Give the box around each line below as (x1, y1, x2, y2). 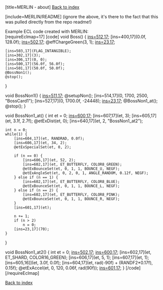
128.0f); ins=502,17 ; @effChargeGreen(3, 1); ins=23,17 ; (5, 39, 116, 45)
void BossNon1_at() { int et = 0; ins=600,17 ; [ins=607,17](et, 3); (5, 113, 131, 118)
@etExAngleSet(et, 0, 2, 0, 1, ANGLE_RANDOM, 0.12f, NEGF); (23, 171, 149, 176)
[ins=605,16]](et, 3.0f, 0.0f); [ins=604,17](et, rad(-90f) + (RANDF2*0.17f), (5, 260, 153, 265)
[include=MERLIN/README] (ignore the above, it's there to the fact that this (5, 14, 159, 19)
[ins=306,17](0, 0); (5, 57, 48, 62)
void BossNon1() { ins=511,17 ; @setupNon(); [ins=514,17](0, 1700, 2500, (5, 93, 149, 98)
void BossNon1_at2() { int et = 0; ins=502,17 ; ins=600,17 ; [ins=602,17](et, (5, 249, 152, 255)
